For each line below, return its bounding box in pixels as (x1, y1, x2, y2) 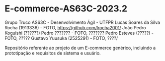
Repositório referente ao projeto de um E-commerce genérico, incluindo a (4, 45, 156, 51)
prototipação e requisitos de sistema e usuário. (4, 50, 101, 56)
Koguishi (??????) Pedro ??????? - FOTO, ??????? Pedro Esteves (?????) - (4, 30, 154, 36)
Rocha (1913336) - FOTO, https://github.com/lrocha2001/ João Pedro (4, 24, 146, 30)
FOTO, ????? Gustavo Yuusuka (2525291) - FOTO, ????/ (4, 35, 118, 41)
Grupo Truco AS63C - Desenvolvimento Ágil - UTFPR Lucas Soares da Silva (4, 19, 160, 25)
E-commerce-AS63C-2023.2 (4, 3, 128, 14)
